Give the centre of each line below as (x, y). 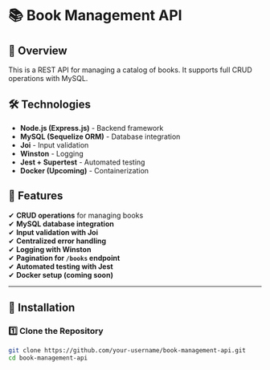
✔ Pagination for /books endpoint (64, 258)
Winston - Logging (52, 153)
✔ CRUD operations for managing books (76, 215)
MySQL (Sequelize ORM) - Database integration (100, 136)
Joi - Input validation (54, 144)
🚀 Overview (38, 50)
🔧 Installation (42, 308)
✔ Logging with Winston (50, 249)
